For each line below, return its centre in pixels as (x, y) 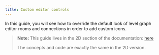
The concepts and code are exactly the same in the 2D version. (81, 47)
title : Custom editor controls (37, 9)
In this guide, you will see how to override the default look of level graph (78, 23)
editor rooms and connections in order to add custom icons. (66, 28)
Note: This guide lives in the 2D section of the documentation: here (85, 38)
